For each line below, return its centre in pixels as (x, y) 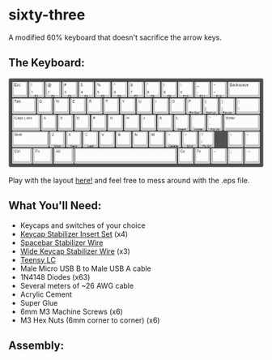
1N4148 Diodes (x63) (55, 276)
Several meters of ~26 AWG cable (77, 285)
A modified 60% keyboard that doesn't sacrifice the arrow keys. (115, 37)
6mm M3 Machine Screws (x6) (71, 311)
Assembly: (36, 346)
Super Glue (39, 302)
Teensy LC (38, 259)
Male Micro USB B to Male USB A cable (85, 268)
